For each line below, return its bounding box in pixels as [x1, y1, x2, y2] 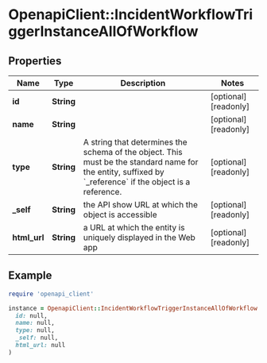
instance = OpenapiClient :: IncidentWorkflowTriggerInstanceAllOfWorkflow [8, 304, 258, 312]
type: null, [15, 326, 56, 334]
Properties [8, 54, 62, 68]
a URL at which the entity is [83, 222, 185, 233]
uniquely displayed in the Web [83, 232, 196, 243]
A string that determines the [83, 137, 188, 148]
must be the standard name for [83, 156, 199, 168]
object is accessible [83, 209, 157, 220]
